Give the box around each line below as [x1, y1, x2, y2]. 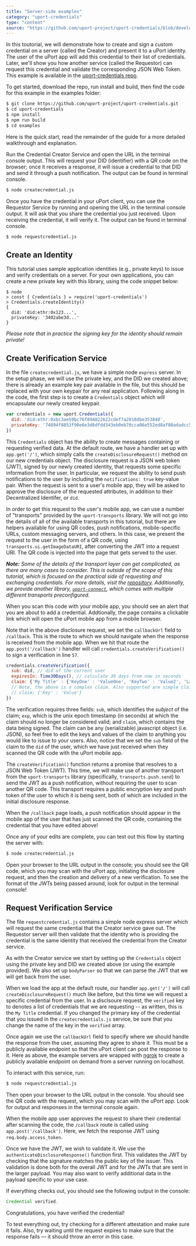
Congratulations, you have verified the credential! [6, 1209, 125, 1217]
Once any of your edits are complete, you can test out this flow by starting [6, 833, 185, 840]
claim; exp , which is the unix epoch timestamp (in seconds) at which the [6, 712, 179, 719]
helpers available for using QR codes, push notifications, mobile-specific [6, 524, 181, 531]
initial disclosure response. [6, 798, 71, 805]
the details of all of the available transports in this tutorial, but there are [6, 518, 176, 525]
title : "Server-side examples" [6, 8, 82, 15]
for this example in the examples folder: [6, 90, 101, 97]
